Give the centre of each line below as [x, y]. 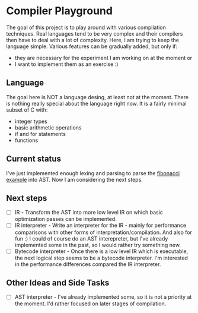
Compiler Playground [59, 11]
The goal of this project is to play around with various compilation [86, 27]
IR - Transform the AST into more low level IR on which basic [89, 213]
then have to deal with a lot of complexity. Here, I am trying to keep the [93, 40]
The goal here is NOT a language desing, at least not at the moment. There [97, 97]
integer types [31, 121]
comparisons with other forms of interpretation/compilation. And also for [103, 232]
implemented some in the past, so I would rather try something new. [98, 245]
